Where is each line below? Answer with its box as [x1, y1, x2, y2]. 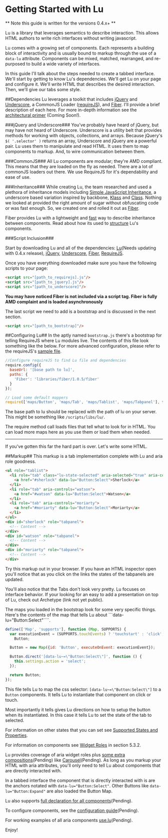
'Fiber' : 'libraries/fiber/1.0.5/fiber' [14, 377, 99, 382]
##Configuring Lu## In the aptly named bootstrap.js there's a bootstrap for [5, 332, 162, 339]
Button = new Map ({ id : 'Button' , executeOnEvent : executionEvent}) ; [9, 645, 155, 650]
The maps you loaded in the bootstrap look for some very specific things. [5, 606, 156, 612]
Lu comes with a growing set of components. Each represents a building [5, 45, 154, 51]
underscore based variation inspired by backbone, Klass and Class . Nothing [5, 194, 161, 200]
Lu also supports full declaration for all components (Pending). [5, 797, 132, 803]
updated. [5, 576, 24, 582]
